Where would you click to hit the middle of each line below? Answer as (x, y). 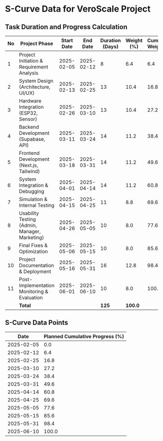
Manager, (30, 231)
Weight (134, 41)
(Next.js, (29, 165)
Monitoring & (34, 291)
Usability (29, 213)
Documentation (37, 265)
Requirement (34, 67)
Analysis (29, 73)
